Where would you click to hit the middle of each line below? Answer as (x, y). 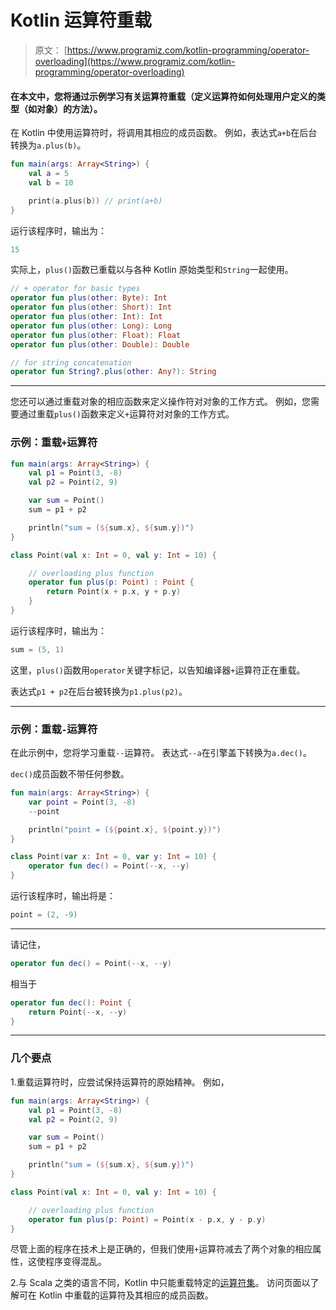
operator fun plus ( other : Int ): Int (86, 317)
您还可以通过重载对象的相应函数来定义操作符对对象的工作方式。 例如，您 (160, 402)
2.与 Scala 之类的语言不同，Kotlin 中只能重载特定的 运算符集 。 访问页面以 (160, 1283)
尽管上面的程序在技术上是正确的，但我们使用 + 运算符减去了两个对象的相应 (161, 1249)
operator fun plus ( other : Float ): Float (96, 335)
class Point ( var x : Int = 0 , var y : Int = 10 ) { (113, 857)
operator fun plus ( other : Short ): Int (91, 307)
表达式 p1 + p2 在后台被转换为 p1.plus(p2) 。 (99, 691)
